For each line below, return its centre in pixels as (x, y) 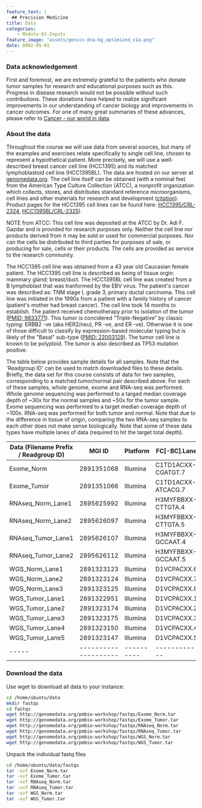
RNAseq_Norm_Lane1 (41, 504)
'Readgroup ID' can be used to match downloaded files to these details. (95, 368)
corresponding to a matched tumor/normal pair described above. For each (98, 381)
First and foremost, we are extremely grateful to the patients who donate (96, 80)
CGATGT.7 (170, 473)
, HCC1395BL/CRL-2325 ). (50, 211)
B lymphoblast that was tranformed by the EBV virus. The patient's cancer (98, 286)
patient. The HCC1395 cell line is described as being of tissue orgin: (90, 273)
